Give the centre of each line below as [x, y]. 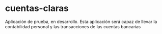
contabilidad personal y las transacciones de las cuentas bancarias [73, 26]
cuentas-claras [37, 8]
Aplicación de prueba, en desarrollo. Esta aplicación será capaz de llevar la [81, 22]
